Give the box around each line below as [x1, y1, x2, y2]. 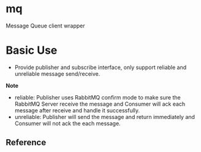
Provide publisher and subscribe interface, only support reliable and [14, 63, 187, 71]
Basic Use [6, 43, 58, 57]
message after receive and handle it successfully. [14, 106, 140, 114]
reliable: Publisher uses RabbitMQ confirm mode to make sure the [14, 93, 181, 101]
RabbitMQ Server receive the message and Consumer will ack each [14, 100, 186, 107]
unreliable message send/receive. [14, 70, 100, 78]
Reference [6, 137, 47, 148]
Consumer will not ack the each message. [14, 120, 121, 127]
